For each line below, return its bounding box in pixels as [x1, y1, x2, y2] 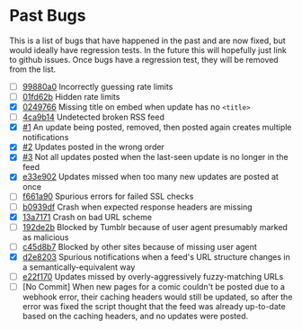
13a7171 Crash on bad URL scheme [22, 211, 153, 222]
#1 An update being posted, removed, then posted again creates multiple [22, 122, 292, 133]
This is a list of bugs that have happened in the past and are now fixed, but [9, 35, 286, 46]
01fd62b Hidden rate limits [22, 92, 120, 102]
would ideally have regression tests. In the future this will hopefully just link [9, 44, 288, 55]
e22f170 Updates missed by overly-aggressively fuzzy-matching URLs [22, 271, 284, 281]
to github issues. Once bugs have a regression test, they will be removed [9, 54, 279, 65]
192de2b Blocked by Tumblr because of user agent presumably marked [22, 221, 288, 232]
